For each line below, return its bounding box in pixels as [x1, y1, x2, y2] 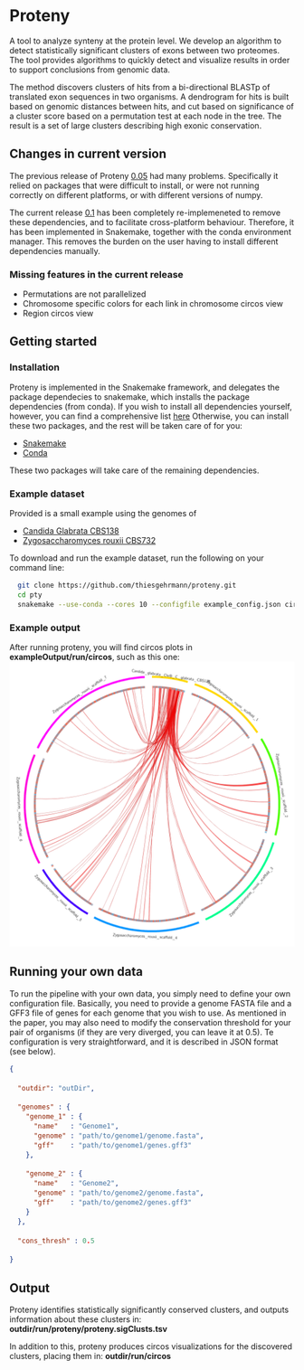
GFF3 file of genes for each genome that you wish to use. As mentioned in [9, 1007, 287, 1018]
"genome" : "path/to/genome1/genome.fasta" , [33, 1131, 204, 1140]
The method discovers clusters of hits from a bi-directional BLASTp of [9, 81, 271, 92]
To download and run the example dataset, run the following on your [9, 553, 264, 563]
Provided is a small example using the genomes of [9, 508, 197, 519]
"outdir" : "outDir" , [17, 1083, 95, 1092]
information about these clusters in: [9, 1313, 142, 1325]
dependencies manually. [9, 245, 101, 256]
